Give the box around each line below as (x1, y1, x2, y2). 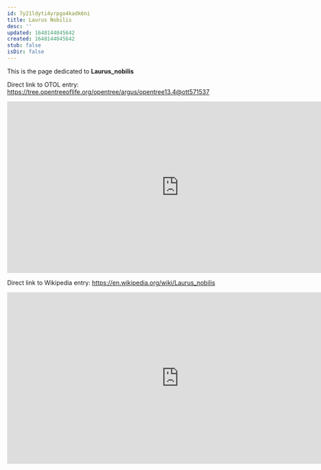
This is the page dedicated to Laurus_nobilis (7, 67, 134, 75)
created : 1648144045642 (7, 36, 75, 43)
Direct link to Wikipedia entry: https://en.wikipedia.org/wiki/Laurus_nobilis (7, 279, 215, 287)
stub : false (7, 42, 41, 49)
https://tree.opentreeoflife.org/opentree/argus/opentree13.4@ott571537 (7, 87, 210, 96)
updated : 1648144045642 (7, 29, 75, 36)
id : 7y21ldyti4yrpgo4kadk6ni (7, 10, 91, 17)
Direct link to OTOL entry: (7, 80, 79, 89)
